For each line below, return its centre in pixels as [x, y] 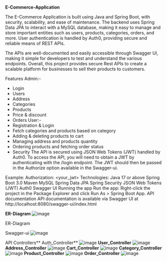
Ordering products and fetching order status [58, 146]
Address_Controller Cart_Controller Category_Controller [83, 248]
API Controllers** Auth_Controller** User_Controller [68, 243]
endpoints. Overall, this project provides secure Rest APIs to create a [76, 64]
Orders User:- [27, 120]
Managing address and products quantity [55, 141]
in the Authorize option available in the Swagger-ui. [65, 168]
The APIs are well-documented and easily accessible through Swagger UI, [82, 53]
